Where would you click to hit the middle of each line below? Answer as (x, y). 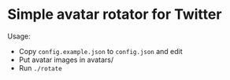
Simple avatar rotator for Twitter (115, 15)
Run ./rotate (40, 67)
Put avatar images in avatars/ (66, 60)
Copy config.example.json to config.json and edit (100, 51)
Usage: (19, 36)
